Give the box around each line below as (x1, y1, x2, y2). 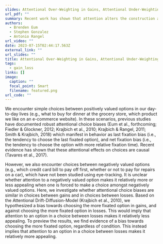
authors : (5, 20, 23, 26)
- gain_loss (9, 66, 34, 71)
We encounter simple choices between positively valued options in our (5, 106, 147, 112)
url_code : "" (5, 92, 32, 97)
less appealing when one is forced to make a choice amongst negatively (5, 182, 149, 188)
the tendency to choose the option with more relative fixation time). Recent (5, 142, 154, 148)
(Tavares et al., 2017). (5, 152, 49, 158)
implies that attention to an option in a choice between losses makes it (5, 229, 146, 234)
